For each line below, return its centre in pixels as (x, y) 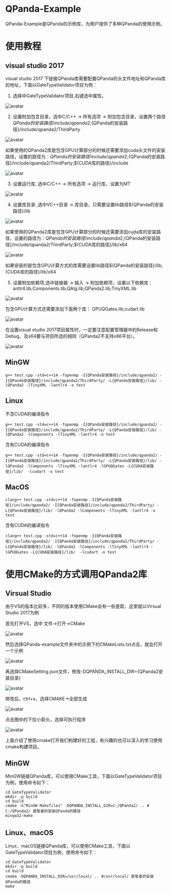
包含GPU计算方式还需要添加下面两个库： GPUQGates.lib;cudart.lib (75, 309)
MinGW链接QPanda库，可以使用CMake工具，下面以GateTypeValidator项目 (84, 776)
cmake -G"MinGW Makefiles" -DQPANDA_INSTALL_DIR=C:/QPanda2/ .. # (77, 806)
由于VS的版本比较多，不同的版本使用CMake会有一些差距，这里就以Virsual (83, 606)
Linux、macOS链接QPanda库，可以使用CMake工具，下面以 (68, 846)
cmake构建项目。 (23, 747)
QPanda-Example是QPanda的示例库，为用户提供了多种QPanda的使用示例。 (85, 24)
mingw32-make (19, 816)
